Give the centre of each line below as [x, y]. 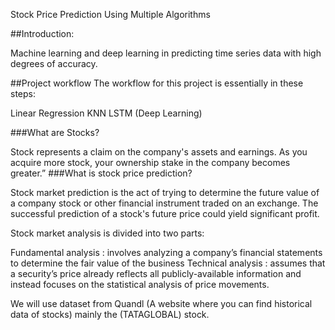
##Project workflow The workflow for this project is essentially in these [157, 83]
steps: [23, 93]
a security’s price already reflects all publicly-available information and [156, 273]
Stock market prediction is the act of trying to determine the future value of [165, 192]
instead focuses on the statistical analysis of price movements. [140, 284]
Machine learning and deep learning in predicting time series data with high [166, 53]
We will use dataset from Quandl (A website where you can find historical [161, 303]
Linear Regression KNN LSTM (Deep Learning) [106, 113]
